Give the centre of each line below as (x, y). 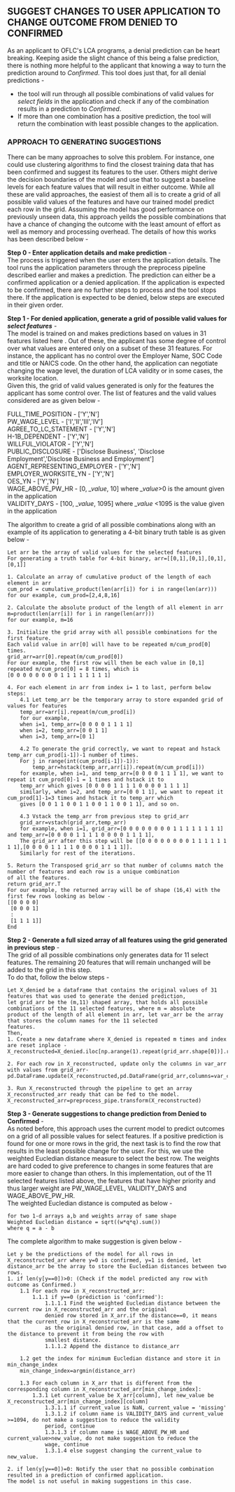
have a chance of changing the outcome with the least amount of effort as (114, 225)
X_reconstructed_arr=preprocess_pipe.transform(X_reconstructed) (104, 1101)
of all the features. (39, 878)
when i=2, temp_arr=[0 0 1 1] (64, 731)
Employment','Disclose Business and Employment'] (81, 459)
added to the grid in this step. (50, 970)
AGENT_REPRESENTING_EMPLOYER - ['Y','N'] (74, 467)
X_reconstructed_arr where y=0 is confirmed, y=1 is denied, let (104, 1260)
